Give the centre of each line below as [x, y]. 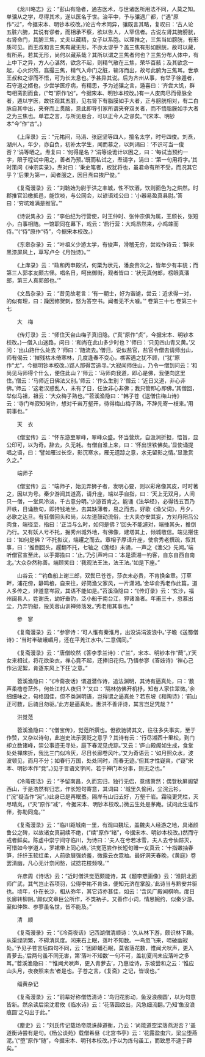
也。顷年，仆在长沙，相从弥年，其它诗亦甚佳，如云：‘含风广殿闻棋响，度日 [101, 891]
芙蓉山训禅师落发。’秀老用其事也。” [91, 606]
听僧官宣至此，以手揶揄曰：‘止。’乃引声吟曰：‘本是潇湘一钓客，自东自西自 [98, 555]
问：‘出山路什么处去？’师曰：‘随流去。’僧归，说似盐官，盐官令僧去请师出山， [101, 350]
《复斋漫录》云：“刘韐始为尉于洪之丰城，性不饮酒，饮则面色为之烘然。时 [108, 188]
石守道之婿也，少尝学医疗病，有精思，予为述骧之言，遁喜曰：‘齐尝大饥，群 [101, 85]
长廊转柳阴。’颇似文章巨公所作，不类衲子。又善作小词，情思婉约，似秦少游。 [102, 899]
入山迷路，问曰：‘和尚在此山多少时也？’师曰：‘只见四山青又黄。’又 [114, 342]
